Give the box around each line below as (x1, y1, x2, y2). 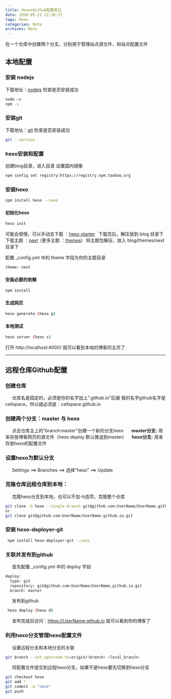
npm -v (5, 101, 19, 107)
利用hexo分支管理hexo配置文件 (5, 632, 82, 639)
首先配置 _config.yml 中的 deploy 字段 (12, 563, 92, 569)
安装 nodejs (5, 74, 35, 81)
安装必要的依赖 (5, 276, 37, 282)
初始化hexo (5, 210, 30, 216)
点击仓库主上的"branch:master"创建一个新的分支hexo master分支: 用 (12, 428, 163, 434)
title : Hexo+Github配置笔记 (5, 7, 62, 13)
